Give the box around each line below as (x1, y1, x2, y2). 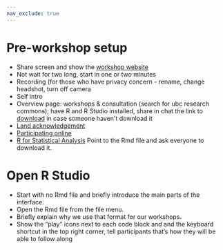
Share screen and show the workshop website (16, 63, 149, 71)
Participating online (16, 128, 72, 137)
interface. (16, 198, 44, 206)
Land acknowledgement (16, 122, 86, 130)
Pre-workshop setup (6, 39, 128, 55)
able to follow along (16, 234, 73, 242)
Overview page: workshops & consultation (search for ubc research (16, 99, 210, 108)
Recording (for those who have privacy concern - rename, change (16, 77, 205, 86)
